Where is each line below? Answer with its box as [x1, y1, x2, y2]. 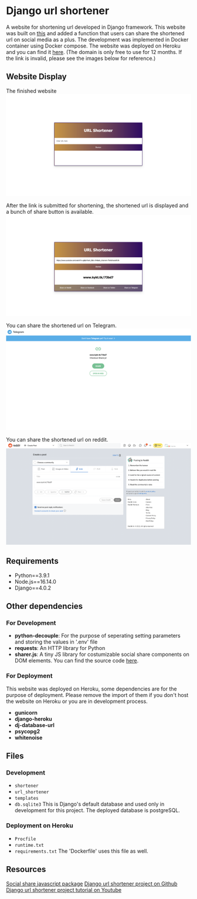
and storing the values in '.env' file [14, 638, 98, 645]
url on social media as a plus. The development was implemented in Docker [6, 36, 189, 43]
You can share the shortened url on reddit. [6, 436, 108, 443]
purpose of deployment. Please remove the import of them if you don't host [6, 691, 189, 698]
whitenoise [14, 734, 43, 741]
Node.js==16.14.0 [14, 578, 57, 585]
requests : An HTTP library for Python [14, 645, 106, 652]
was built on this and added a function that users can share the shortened [6, 29, 185, 36]
